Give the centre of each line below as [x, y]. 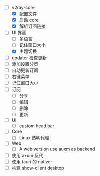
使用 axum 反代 [27, 155]
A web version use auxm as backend [57, 149]
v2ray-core [23, 7]
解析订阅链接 [32, 26]
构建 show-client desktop [38, 168]
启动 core [29, 20]
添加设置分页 [25, 64]
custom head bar [37, 126]
